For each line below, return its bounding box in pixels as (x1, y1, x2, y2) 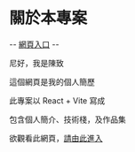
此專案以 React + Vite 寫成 (9, 95, 106, 106)
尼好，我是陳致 (9, 57, 64, 68)
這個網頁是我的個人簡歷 (9, 76, 95, 87)
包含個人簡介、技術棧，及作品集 (9, 114, 126, 125)
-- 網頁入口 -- (9, 39, 60, 49)
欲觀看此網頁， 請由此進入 (9, 133, 103, 143)
